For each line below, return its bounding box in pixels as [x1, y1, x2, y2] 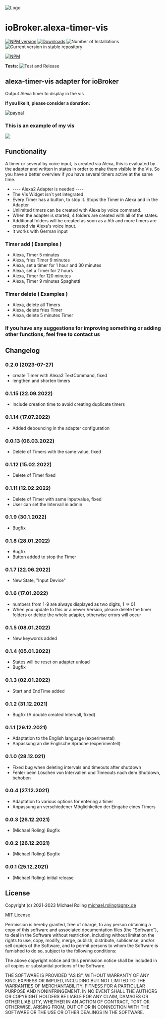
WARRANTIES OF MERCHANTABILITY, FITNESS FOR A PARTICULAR [5, 983, 145, 989]
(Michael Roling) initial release [12, 875, 74, 881]
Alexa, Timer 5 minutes [12, 252, 59, 258]
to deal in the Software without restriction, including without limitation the [5, 932, 155, 938]
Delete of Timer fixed [12, 472, 56, 478]
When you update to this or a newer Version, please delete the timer [12, 606, 152, 612]
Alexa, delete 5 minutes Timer [12, 313, 73, 318]
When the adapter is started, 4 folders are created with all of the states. [12, 212, 159, 218]
